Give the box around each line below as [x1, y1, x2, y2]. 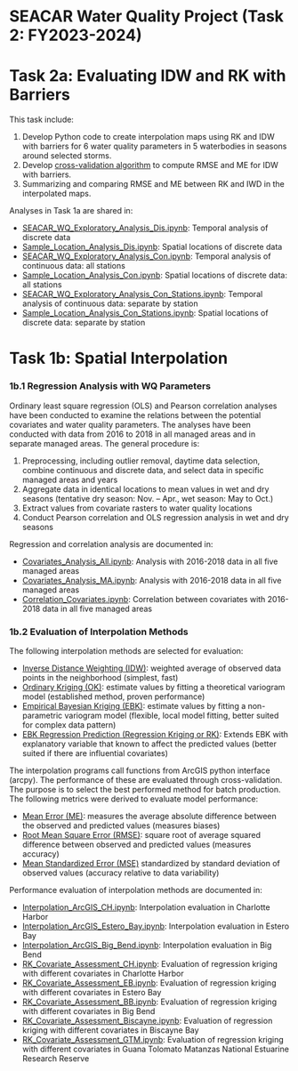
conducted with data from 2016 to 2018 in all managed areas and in [9, 429, 256, 439]
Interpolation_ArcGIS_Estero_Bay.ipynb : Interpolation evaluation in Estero [21, 921, 290, 931]
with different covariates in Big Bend [21, 1005, 156, 1016]
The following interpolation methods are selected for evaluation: [9, 645, 244, 656]
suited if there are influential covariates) [21, 747, 169, 758]
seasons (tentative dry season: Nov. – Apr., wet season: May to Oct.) [21, 493, 274, 503]
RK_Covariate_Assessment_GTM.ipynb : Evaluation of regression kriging [21, 1034, 285, 1044]
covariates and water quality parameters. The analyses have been [9, 419, 252, 430]
